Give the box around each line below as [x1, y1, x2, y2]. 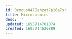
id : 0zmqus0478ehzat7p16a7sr [5, 7, 67, 13]
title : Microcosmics [5, 12, 49, 17]
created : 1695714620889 [5, 26, 56, 31]
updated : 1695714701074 [5, 21, 56, 27]
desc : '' [5, 17, 24, 22]
